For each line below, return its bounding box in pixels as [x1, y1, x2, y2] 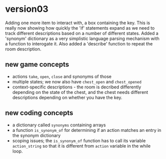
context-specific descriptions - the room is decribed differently [12, 84, 141, 90]
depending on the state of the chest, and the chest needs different [12, 89, 149, 95]
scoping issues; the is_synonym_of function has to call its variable [12, 137, 146, 144]
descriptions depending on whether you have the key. [12, 94, 122, 100]
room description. [5, 46, 42, 52]
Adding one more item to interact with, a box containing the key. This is [5, 20, 150, 26]
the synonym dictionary [12, 132, 61, 138]
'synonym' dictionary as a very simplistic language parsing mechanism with [5, 36, 160, 41]
